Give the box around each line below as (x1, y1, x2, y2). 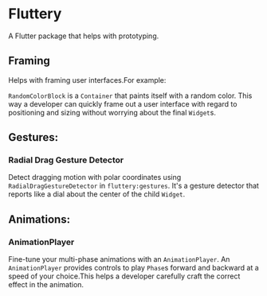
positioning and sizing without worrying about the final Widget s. (8, 107, 217, 117)
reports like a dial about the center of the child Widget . (8, 189, 186, 199)
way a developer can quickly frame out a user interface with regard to (8, 99, 238, 108)
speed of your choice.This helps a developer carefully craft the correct (8, 271, 241, 281)
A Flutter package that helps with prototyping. (8, 31, 159, 41)
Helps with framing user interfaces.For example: (8, 75, 167, 84)
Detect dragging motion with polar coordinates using (8, 173, 182, 182)
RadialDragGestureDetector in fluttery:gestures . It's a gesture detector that (8, 181, 259, 191)
